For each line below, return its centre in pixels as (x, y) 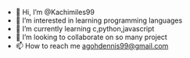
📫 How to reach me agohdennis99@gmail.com (92, 46)
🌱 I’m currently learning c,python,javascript (85, 29)
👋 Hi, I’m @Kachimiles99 (55, 12)
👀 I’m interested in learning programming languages (99, 20)
